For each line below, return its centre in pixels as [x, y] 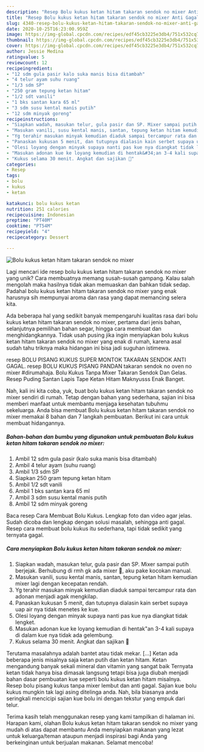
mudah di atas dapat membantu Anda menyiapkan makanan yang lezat [95, 730]
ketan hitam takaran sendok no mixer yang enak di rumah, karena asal [94, 341]
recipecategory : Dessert [38, 237]
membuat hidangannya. [36, 423]
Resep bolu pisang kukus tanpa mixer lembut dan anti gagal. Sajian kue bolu [102, 685]
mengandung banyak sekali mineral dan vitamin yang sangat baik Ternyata [100, 666]
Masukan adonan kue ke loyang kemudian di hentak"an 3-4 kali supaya [104, 628]
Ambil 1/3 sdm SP [37, 472]
